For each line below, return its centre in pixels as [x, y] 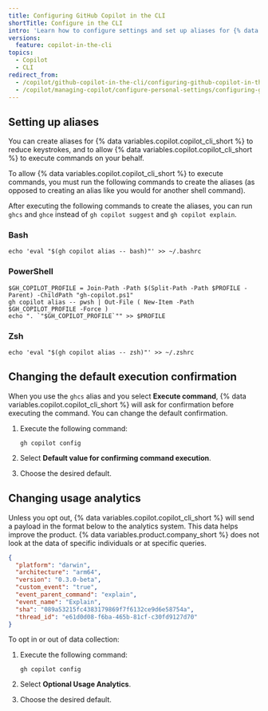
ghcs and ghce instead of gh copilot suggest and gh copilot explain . [122, 214]
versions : [25, 38]
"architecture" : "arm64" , [59, 572]
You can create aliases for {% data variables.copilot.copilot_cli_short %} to [131, 141]
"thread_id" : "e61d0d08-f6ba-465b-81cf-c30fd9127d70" [106, 617]
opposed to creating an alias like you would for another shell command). [127, 191]
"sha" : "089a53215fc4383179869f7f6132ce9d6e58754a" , [105, 609]
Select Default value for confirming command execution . [115, 458]
